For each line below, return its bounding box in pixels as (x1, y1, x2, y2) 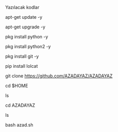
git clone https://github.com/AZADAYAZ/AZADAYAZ (5, 73, 113, 79)
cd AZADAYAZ (5, 102, 35, 108)
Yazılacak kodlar (5, 5, 40, 10)
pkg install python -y (5, 34, 48, 39)
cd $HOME (5, 83, 28, 89)
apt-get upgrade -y (5, 24, 46, 30)
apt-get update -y (5, 14, 43, 20)
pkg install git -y (5, 53, 39, 59)
